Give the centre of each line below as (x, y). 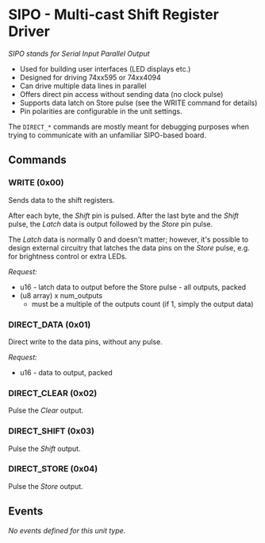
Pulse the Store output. (46, 486)
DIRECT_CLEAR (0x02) (53, 393)
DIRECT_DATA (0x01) (50, 324)
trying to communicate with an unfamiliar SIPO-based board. (107, 135)
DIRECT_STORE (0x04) (53, 469)
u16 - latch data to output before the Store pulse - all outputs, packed (133, 287)
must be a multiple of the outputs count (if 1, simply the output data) (142, 304)
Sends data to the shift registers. (61, 200)
